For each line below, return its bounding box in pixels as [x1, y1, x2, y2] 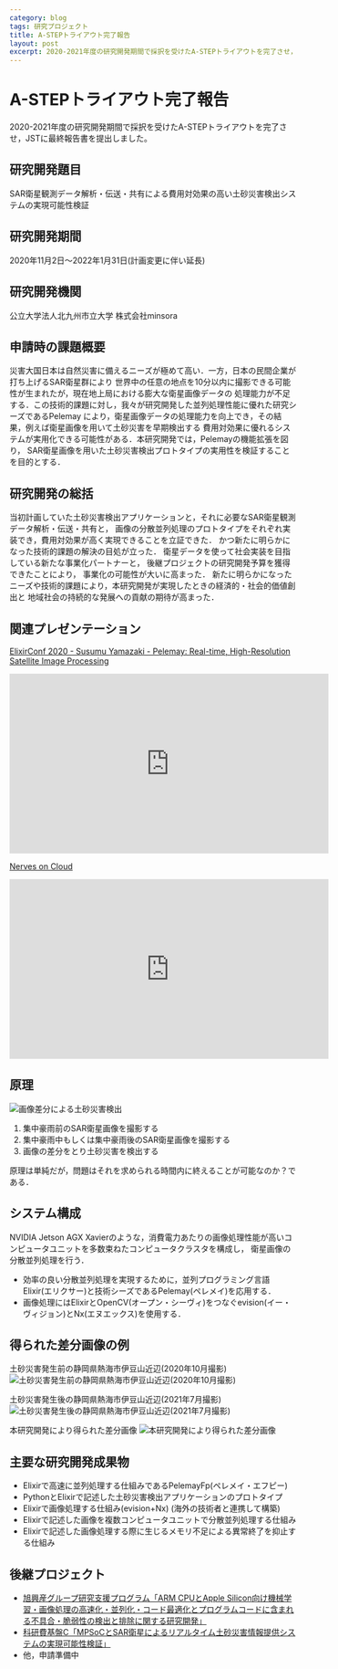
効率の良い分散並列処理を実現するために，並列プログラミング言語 [22, 1274, 271, 1285]
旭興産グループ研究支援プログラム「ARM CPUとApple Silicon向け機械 [22, 1592, 284, 1603]
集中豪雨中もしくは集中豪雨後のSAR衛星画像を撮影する [22, 1134, 230, 1145]
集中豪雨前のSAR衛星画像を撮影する [22, 1122, 159, 1133]
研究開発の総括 [9, 486, 94, 501]
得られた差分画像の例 [9, 1337, 129, 1352]
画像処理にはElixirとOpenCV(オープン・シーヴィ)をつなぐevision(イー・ [22, 1296, 292, 1307]
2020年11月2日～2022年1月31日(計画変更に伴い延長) [9, 255, 206, 266]
